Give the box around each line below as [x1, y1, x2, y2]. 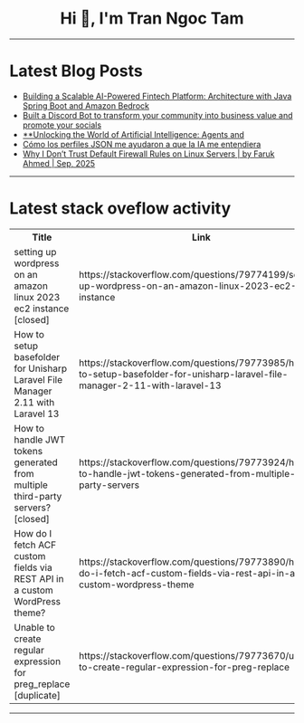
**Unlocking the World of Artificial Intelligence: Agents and [22, 128, 244, 139]
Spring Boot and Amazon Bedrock [22, 100, 149, 111]
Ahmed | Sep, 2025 [22, 157, 96, 168]
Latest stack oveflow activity [9, 198, 232, 219]
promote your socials [22, 119, 102, 130]
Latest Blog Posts [9, 61, 143, 81]
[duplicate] [14, 689, 61, 701]
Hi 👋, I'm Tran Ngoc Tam [60, 8, 244, 29]
